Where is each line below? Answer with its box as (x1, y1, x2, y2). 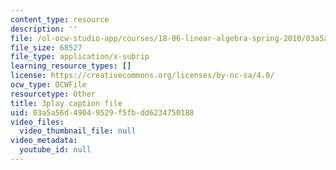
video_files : (10, 117, 65, 127)
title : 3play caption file (10, 98, 123, 108)
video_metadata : (10, 136, 78, 146)
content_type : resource (10, 14, 110, 25)
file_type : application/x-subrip (10, 52, 150, 62)
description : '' (10, 24, 78, 34)
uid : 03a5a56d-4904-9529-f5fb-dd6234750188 (10, 107, 195, 118)
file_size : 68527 (10, 42, 83, 53)
